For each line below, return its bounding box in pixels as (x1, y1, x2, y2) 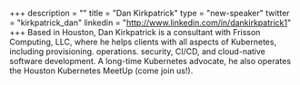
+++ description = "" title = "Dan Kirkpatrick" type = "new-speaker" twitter (9, 8, 290, 18)
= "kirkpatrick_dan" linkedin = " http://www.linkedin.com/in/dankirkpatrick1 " (9, 17, 292, 28)
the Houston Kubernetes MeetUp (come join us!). (9, 65, 194, 76)
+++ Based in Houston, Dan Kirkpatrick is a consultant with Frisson (9, 27, 261, 37)
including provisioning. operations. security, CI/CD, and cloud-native (9, 46, 265, 57)
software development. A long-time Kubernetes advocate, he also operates (9, 56, 292, 66)
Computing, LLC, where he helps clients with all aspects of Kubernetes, (9, 36, 277, 47)
